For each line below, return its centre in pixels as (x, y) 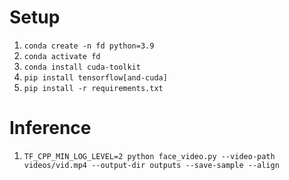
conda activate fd (62, 56)
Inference (50, 128)
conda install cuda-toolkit (82, 67)
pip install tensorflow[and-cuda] (95, 77)
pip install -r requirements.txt (93, 88)
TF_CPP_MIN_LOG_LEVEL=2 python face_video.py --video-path (149, 156)
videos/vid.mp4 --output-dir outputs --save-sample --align (151, 165)
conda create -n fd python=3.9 (89, 46)
